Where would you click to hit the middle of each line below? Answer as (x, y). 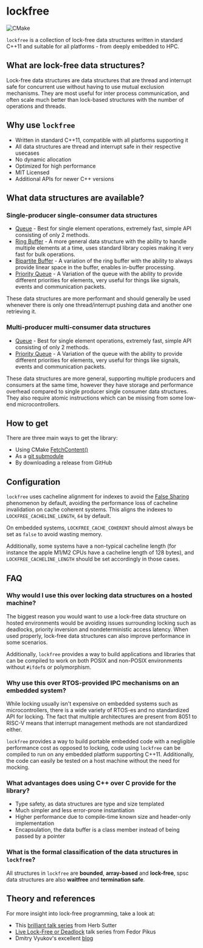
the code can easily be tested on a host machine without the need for (93, 761)
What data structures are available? (75, 198)
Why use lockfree (41, 125)
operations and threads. (36, 106)
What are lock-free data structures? (76, 65)
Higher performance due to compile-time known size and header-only (103, 817)
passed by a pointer (40, 837)
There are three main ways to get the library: (62, 438)
